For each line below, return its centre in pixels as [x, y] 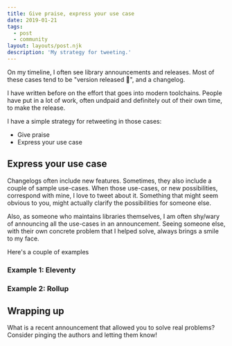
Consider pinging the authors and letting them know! [82, 335]
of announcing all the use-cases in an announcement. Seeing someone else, [116, 224]
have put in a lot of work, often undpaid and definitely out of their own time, [115, 100]
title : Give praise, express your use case [71, 14]
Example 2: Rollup [38, 288]
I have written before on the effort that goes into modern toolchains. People [115, 93]
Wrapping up [36, 311]
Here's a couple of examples [48, 252]
